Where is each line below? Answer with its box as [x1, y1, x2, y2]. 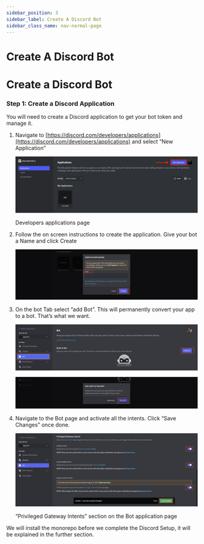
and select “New [131, 138, 174, 146]
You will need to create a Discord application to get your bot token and [6, 113, 183, 121]
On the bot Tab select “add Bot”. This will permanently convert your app [15, 305, 195, 313]
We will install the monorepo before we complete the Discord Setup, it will [6, 525, 191, 532]
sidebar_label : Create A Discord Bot [6, 16, 102, 23]
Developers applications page [15, 219, 90, 227]
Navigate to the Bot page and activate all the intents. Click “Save [15, 414, 177, 422]
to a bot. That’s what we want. [15, 312, 91, 319]
